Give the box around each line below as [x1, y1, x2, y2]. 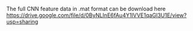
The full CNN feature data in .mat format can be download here [6, 5, 166, 12]
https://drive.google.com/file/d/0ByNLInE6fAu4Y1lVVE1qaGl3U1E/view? [6, 12, 187, 19]
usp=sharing [6, 18, 39, 25]
